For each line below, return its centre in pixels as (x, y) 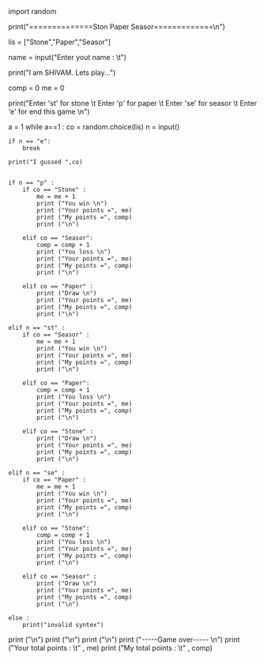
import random (32, 11)
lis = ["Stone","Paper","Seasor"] (60, 42)
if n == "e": (30, 141)
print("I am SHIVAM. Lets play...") (62, 73)
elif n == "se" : (37, 473)
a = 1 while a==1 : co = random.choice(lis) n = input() (94, 127)
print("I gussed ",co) (45, 162)
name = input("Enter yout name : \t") (68, 57)
